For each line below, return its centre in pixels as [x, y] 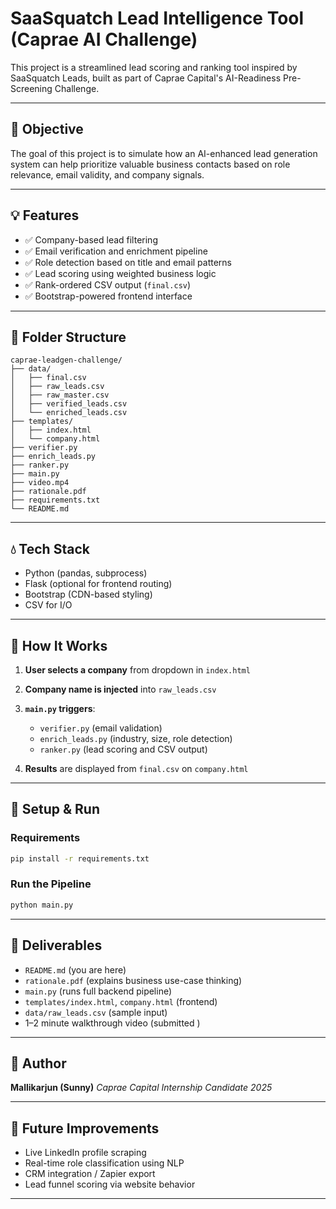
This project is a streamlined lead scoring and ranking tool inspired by [154, 67]
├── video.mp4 [40, 483]
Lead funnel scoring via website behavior [110, 1184]
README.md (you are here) [75, 969]
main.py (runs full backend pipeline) [98, 991]
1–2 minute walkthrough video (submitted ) [112, 1023]
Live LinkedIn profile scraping [85, 1153]
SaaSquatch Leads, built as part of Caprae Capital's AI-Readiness [146, 78]
